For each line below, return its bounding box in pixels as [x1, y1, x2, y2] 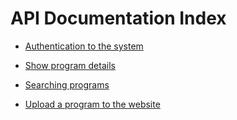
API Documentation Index [10, 7, 227, 30]
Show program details [24, 59, 116, 71]
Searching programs [24, 78, 110, 91]
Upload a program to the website [24, 98, 161, 110]
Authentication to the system [24, 40, 144, 52]
